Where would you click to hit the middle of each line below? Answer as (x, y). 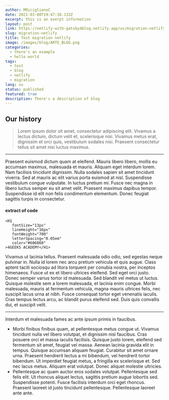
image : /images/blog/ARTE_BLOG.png (43, 43)
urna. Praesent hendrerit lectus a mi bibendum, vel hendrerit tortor (81, 356)
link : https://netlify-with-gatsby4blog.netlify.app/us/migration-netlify (85, 29)
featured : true (21, 94)
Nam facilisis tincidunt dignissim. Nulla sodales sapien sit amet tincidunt (80, 172)
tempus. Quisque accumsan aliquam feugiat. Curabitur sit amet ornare (85, 350)
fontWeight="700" (30, 234)
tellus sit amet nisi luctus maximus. (54, 147)
